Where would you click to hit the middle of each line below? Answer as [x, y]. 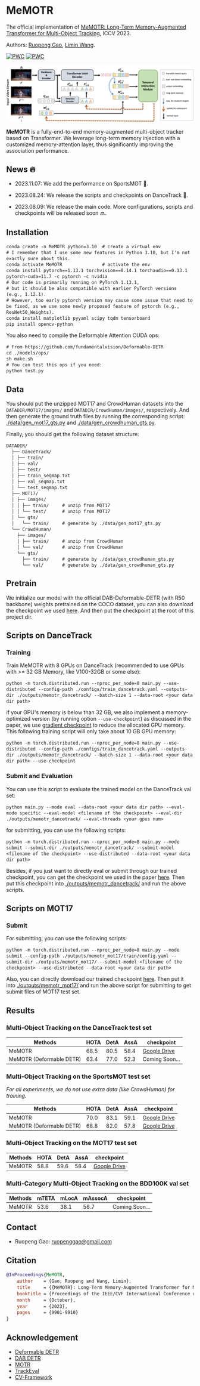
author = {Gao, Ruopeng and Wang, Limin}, [74, 1281]
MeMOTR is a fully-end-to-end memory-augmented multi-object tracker [95, 131]
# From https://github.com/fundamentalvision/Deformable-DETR [85, 347]
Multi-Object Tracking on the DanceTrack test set [79, 1027]
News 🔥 [21, 169]
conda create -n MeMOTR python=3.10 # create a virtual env [84, 247]
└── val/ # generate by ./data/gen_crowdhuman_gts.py [98, 565]
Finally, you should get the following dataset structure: [73, 434]
